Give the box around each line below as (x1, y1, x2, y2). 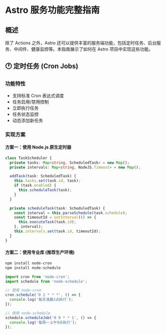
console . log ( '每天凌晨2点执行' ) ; (9, 297, 73, 302)
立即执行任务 (12, 105, 39, 111)
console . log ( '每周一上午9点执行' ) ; (9, 320, 77, 325)
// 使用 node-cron (5, 288, 42, 293)
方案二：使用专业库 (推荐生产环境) (5, 249, 75, 256)
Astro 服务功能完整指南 (5, 4, 100, 16)
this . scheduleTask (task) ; (18, 188, 72, 193)
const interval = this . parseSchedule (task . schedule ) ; (14, 210, 127, 215)
